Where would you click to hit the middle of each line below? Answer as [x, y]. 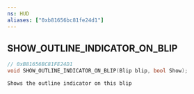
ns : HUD [18, 14]
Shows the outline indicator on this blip [70, 84]
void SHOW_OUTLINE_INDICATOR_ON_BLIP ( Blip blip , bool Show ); [98, 71]
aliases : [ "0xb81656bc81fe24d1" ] [56, 20]
